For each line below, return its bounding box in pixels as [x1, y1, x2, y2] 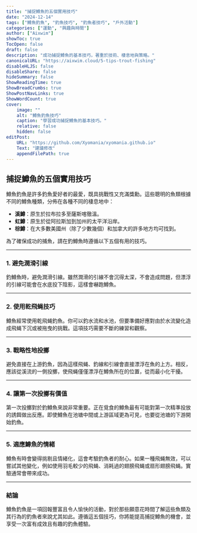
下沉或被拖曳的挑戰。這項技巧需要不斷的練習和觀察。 [21, 324, 150, 331]
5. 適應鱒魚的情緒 [6, 440, 56, 448]
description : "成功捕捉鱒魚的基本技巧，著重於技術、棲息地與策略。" [6, 52, 155, 58]
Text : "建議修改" [16, 145, 56, 151]
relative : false [16, 123, 57, 129]
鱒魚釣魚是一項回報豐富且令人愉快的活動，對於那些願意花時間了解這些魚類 [6, 505, 186, 512]
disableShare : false [6, 69, 57, 75]
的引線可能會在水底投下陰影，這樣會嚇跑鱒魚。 [6, 281, 119, 288]
